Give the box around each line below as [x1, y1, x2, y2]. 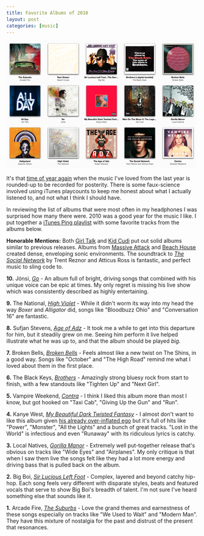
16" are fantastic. [6, 313, 49, 320]
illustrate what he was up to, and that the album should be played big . [6, 337, 181, 345]
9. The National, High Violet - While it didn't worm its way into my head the [6, 299, 194, 307]
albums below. [6, 226, 43, 233]
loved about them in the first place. [6, 362, 94, 370]
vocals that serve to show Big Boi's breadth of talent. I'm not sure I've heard [6, 486, 197, 493]
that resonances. [6, 524, 49, 531]
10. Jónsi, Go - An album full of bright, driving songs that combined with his [6, 275, 196, 282]
